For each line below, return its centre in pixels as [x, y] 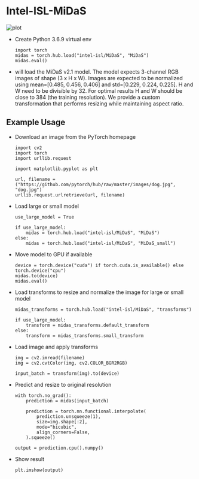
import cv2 [28, 148]
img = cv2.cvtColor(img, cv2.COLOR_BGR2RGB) [71, 363]
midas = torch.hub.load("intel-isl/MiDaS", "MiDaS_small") [101, 243]
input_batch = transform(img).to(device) [67, 373]
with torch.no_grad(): [43, 395]
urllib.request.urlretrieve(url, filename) [70, 195]
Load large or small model [47, 206]
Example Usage [36, 122]
